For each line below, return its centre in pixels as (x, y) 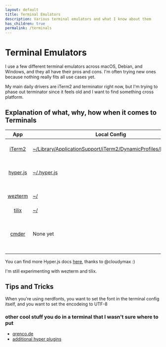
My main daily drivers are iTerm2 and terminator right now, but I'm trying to (82, 87)
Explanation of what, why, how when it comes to (81, 113)
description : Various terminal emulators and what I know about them (78, 19)
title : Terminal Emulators (33, 14)
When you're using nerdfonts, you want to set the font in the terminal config (82, 298)
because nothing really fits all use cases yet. (50, 77)
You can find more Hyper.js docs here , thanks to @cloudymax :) (70, 261)
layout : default (22, 10)
